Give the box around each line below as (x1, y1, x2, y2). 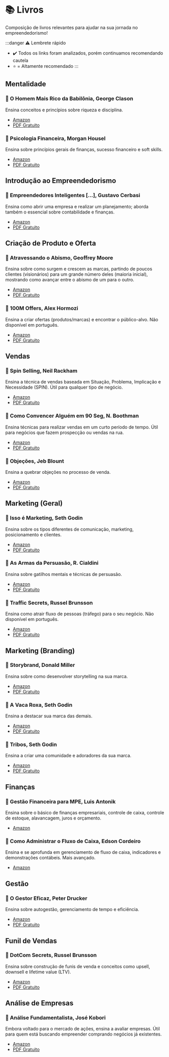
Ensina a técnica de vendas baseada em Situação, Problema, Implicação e (5, 379, 161, 385)
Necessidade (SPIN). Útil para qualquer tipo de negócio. (5, 384, 123, 391)
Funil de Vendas (5, 936, 58, 945)
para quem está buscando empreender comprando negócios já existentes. (5, 1031, 162, 1037)
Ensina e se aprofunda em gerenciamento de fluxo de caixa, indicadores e (5, 849, 161, 855)
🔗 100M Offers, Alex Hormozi (5, 305, 78, 312)
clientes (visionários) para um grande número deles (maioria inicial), (5, 271, 148, 277)
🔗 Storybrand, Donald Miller (5, 662, 75, 669)
